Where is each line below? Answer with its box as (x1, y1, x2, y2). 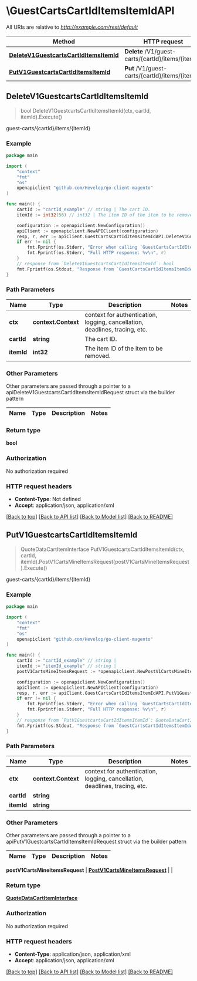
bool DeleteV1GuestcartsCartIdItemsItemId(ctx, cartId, (20, 107, 151, 114)
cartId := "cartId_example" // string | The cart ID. (16, 207, 151, 212)
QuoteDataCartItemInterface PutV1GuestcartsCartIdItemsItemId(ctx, (20, 546, 185, 553)
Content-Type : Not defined (14, 496, 81, 503)
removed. (84, 351, 111, 360)
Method (52, 37, 75, 45)
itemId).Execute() (20, 113, 63, 120)
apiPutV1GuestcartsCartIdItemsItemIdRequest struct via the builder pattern (6, 838, 186, 845)
